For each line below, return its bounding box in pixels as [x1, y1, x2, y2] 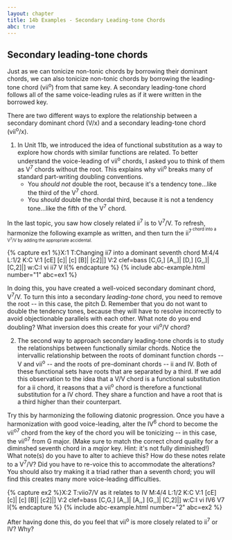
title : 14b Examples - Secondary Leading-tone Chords [7, 17, 166, 24]
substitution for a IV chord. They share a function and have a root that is [17, 390, 223, 399]
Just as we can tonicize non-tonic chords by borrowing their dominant [7, 67, 208, 76]
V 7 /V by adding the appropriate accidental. [7, 236, 92, 243]
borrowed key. [7, 98, 48, 106]
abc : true [7, 23, 36, 30]
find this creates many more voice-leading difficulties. [7, 475, 161, 483]
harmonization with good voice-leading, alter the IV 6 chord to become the [7, 419, 218, 428]
